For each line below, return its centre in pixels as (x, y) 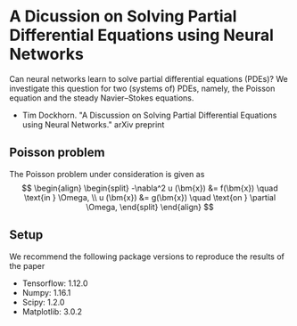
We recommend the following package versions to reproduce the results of (147, 257)
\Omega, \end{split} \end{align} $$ (150, 207)
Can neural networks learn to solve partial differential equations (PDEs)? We (148, 78)
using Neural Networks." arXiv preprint (93, 124)
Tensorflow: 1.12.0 (55, 283)
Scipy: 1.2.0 (43, 302)
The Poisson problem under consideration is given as (107, 174)
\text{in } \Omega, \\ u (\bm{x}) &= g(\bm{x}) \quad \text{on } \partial (150, 197)
